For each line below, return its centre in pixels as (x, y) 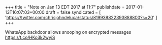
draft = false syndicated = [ (73, 12)
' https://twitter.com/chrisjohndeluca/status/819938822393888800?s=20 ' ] (81, 17)
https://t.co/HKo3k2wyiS (30, 37)
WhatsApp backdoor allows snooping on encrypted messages (68, 32)
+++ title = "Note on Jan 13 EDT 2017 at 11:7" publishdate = (65, 7)
